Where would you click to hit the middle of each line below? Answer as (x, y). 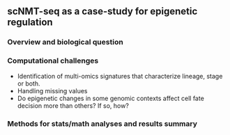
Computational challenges (53, 61)
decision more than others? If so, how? (73, 105)
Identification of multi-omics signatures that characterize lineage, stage (120, 76)
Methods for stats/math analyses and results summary (102, 123)
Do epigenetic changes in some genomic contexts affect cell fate (110, 98)
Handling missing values (52, 90)
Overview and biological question (65, 42)
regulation (30, 23)
